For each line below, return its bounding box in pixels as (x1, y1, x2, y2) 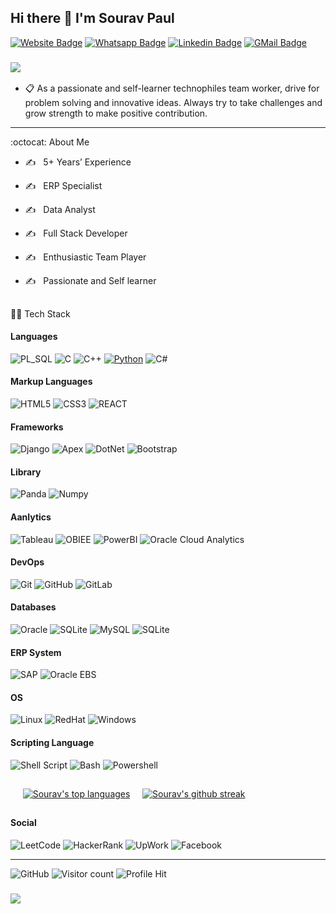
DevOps (10, 556, 45, 568)
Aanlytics (10, 511, 52, 523)
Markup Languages (10, 376, 93, 388)
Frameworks (10, 421, 64, 433)
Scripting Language (10, 736, 95, 748)
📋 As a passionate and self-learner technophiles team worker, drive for (24, 82, 320, 95)
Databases (10, 601, 57, 613)
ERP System (10, 646, 62, 658)
